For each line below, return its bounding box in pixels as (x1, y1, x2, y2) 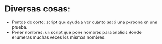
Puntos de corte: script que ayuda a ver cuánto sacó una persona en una (11, 19, 158, 25)
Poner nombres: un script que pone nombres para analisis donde (11, 29, 142, 35)
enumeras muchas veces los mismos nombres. (11, 34, 106, 40)
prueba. (11, 24, 28, 30)
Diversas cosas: (4, 3, 71, 14)
